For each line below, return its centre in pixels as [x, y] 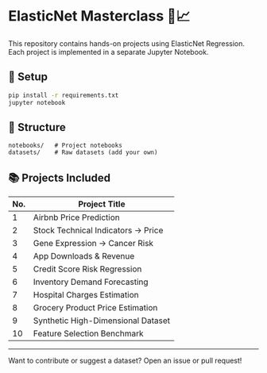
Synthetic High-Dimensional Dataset [102, 321]
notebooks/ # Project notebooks [66, 146]
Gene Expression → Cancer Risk [93, 244]
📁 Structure [37, 127]
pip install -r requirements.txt [64, 95]
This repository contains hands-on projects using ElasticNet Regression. [126, 43]
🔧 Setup [28, 77]
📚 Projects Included [60, 177]
